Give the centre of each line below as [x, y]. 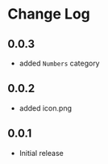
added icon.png [45, 108]
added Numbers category [59, 63]
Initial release [41, 153]
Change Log [49, 14]
